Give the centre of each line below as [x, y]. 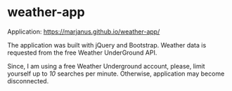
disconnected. [28, 80]
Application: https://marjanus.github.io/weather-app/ [84, 31]
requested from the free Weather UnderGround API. [82, 52]
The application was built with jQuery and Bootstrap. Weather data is [107, 45]
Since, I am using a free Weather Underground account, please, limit [106, 66]
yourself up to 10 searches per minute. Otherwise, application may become [116, 73]
